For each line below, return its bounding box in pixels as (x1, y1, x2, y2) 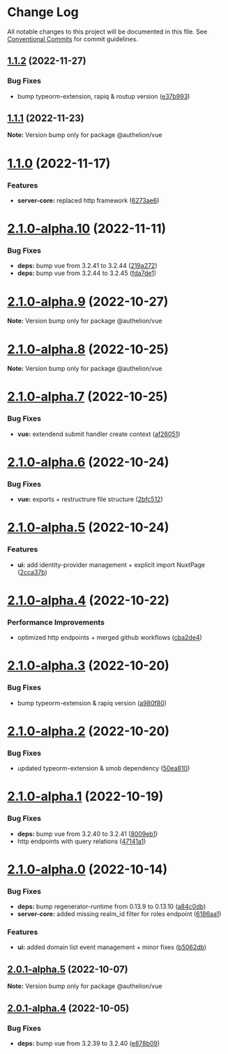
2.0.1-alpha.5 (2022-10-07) (7, 963, 128, 975)
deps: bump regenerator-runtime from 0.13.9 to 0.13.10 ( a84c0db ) (17, 902, 206, 911)
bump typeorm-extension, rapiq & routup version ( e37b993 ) (17, 92, 190, 100)
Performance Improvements (7, 617, 105, 627)
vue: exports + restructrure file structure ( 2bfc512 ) (17, 495, 163, 504)
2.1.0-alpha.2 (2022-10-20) (7, 723, 169, 739)
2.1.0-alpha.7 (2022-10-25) (7, 389, 169, 405)
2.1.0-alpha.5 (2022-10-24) (7, 519, 169, 535)
